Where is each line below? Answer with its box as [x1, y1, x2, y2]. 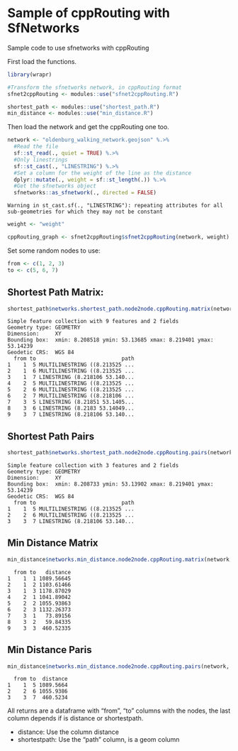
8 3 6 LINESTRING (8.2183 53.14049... [7, 405, 135, 412]
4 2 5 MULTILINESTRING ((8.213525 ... [7, 380, 135, 388]
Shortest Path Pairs [7, 430, 94, 442]
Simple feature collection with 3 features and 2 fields [7, 462, 179, 469]
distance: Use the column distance [17, 728, 119, 736]
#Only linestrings [13, 156, 69, 163]
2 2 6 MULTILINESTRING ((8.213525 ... [7, 512, 135, 519]
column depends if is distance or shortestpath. [7, 714, 144, 723]
